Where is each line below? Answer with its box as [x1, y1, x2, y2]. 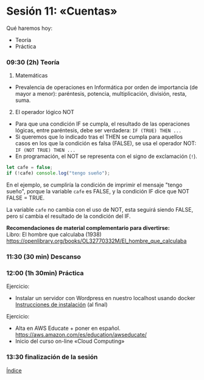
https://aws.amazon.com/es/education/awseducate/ [15, 331, 147, 339]
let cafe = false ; [6, 165, 53, 171]
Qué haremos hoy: [6, 24, 53, 32]
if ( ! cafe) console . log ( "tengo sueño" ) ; [6, 170, 111, 176]
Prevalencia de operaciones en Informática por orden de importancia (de [15, 84, 198, 91]
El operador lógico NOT [15, 109, 74, 116]
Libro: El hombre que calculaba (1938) [6, 231, 102, 238]
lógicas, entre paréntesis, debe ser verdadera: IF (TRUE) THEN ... [15, 127, 181, 134]
